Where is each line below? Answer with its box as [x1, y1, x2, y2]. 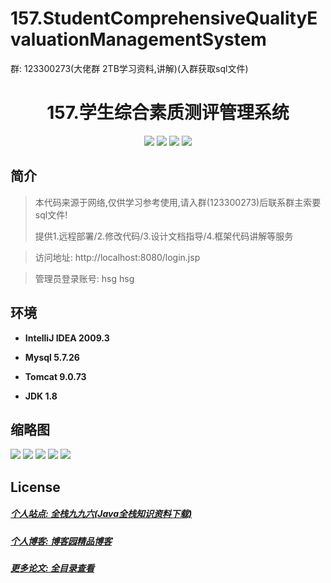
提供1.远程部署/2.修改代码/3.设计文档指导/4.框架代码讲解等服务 [34, 230, 294, 242]
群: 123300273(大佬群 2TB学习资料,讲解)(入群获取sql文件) [10, 62, 249, 74]
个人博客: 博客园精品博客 [10, 535, 112, 547]
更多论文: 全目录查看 [10, 562, 95, 574]
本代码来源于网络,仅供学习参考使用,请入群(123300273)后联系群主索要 [34, 196, 322, 208]
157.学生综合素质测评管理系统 [46, 102, 290, 124]
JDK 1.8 [24, 390, 58, 402]
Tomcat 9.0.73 [24, 370, 87, 382]
